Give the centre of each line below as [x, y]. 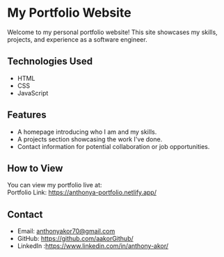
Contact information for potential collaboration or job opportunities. [113, 146]
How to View [35, 168]
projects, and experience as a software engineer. [77, 39]
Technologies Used [50, 62]
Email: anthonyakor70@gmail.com [66, 231]
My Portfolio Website [69, 13]
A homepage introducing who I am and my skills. [87, 132]
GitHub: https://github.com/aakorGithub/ [75, 239]
